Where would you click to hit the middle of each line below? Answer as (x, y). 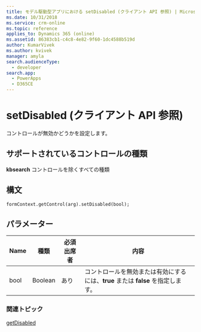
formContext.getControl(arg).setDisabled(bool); (68, 204)
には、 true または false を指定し (130, 281)
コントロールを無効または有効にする (135, 272)
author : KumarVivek (31, 45)
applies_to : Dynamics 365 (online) (51, 34)
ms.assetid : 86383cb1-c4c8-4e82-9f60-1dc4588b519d (71, 39)
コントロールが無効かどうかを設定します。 (58, 133)
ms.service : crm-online (36, 23)
